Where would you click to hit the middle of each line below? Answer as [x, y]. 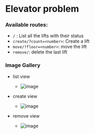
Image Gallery [23, 65]
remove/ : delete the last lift [40, 52]
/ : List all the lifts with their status [48, 36]
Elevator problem [42, 9]
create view [25, 96]
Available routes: [27, 25]
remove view [26, 116]
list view [21, 76]
